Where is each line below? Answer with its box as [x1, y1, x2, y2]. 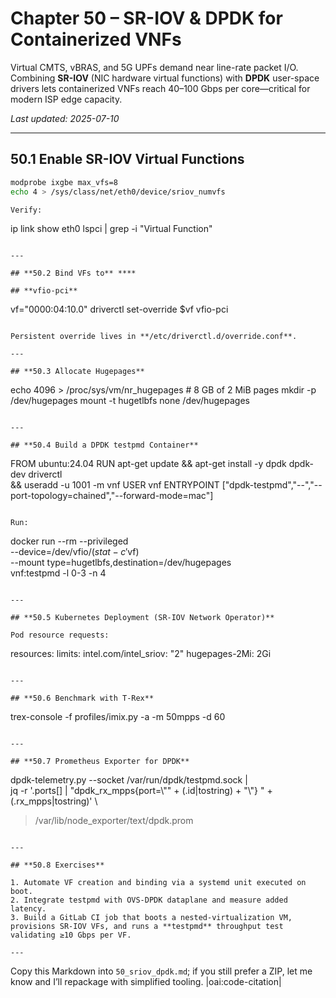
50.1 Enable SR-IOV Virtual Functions [10, 151, 245, 168]
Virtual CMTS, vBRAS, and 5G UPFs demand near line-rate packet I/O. [10, 61, 299, 73]
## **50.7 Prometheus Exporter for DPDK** [10, 757, 190, 767]
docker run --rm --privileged [10, 535, 129, 547]
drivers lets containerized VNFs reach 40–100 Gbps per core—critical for [10, 82, 311, 94]
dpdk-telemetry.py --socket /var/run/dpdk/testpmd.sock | [10, 774, 248, 786]
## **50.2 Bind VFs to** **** [10, 268, 137, 279]
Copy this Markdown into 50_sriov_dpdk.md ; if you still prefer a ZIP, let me [10, 965, 313, 977]
